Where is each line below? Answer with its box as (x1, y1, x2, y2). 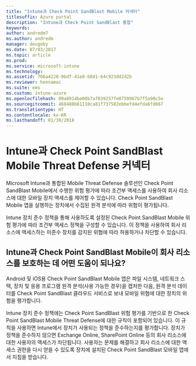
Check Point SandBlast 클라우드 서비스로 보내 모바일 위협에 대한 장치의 (16, 289, 181, 296)
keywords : (6, 25, 30, 31)
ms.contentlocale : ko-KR (6, 112, 67, 118)
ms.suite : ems (6, 85, 41, 91)
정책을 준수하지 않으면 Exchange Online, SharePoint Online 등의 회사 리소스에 (6, 331, 187, 338)
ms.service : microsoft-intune (6, 63, 80, 69)
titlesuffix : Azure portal (6, 14, 72, 20)
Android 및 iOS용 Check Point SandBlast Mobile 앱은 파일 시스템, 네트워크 (6, 275, 180, 282)
